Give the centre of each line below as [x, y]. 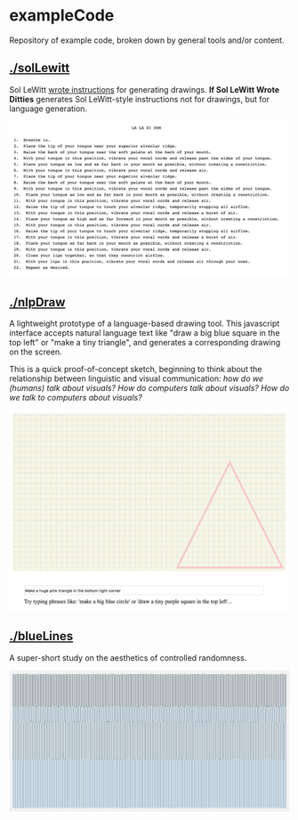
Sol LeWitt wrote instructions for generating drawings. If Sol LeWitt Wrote [145, 89]
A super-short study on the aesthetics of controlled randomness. [128, 658]
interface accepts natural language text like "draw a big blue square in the [145, 333]
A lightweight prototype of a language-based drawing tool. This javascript [145, 324]
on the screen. [36, 352]
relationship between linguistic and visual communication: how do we [137, 378]
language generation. [48, 109]
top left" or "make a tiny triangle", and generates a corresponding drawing [145, 343]
